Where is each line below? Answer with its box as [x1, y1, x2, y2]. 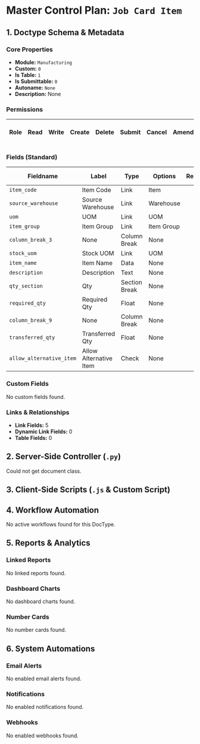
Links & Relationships [6, 408, 70, 416]
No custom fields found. [6, 393, 65, 400]
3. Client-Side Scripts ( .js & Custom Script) [6, 485, 171, 495]
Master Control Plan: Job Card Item [6, 4, 183, 17]
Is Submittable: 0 [14, 77, 58, 85]
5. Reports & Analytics [6, 538, 90, 548]
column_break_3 [9, 237, 52, 243]
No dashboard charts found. [6, 598, 76, 605]
